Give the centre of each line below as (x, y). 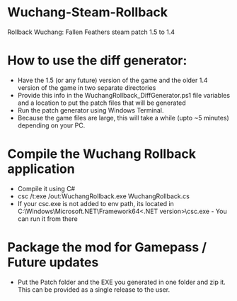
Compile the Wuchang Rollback (102, 154)
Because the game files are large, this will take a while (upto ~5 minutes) (123, 118)
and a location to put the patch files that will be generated (102, 103)
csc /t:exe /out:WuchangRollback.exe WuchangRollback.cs (103, 196)
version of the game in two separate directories (87, 87)
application (41, 169)
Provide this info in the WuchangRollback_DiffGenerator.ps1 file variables (124, 95)
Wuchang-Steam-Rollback (88, 12)
